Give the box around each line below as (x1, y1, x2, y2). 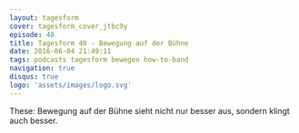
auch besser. (9, 115, 58, 126)
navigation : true (9, 64, 75, 73)
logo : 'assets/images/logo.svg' (9, 81, 132, 90)
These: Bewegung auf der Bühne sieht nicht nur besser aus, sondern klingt (9, 105, 291, 116)
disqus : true (9, 72, 59, 81)
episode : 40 (9, 30, 55, 39)
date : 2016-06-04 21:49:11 (9, 47, 112, 56)
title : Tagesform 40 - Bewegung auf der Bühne (9, 38, 189, 48)
